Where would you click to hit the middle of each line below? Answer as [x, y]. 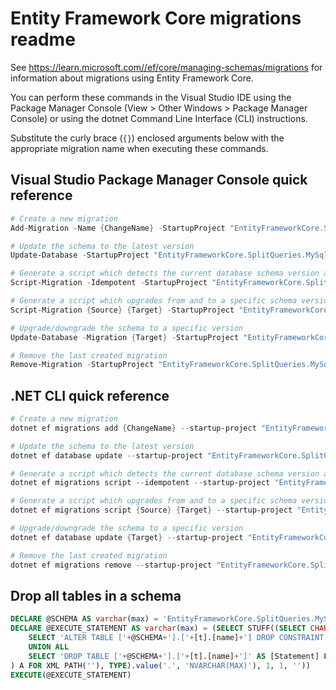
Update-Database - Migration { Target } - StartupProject [125, 337]
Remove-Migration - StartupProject [82, 365]
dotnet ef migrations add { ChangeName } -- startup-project [133, 428]
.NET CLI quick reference [90, 395]
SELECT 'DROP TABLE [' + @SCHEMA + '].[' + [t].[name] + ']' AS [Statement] [174, 656]
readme [43, 39]
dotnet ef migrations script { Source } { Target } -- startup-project [151, 510]
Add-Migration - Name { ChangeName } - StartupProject [118, 228]
